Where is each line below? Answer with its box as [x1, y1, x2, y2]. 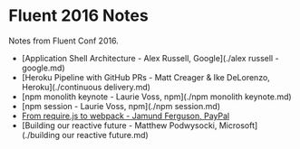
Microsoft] [218, 119, 258, 131]
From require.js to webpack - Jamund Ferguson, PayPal [21, 110, 230, 121]
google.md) [21, 62, 65, 73]
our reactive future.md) [62, 129, 149, 140]
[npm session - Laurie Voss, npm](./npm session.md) [21, 100, 221, 111]
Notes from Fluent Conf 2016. [8, 35, 119, 46]
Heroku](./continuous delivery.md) [21, 81, 151, 92]
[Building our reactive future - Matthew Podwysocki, [21, 119, 218, 131]
